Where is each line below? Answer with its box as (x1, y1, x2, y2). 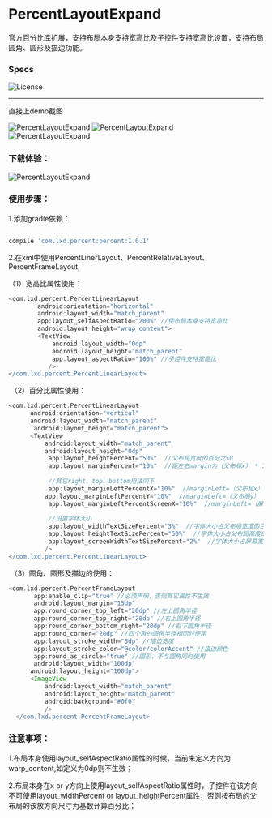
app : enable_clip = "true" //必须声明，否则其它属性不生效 (33, 592, 209, 600)
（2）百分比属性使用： (10, 386, 87, 396)
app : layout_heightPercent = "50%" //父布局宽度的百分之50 (48, 455, 233, 463)
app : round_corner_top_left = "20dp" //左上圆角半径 (33, 607, 198, 615)
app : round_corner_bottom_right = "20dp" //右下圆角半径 (33, 622, 212, 631)
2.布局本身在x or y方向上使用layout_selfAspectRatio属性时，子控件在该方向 (8, 780, 259, 790)
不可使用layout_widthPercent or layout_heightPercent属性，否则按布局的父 (8, 790, 257, 800)
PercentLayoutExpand (8, 5, 162, 24)
